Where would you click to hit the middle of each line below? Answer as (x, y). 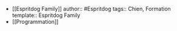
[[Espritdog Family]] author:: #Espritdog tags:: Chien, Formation (91, 9)
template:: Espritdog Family (46, 15)
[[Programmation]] (35, 22)
